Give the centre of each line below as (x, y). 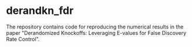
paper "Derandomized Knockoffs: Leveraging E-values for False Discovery (96, 32)
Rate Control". (23, 39)
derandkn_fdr (40, 11)
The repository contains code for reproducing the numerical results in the (95, 27)
